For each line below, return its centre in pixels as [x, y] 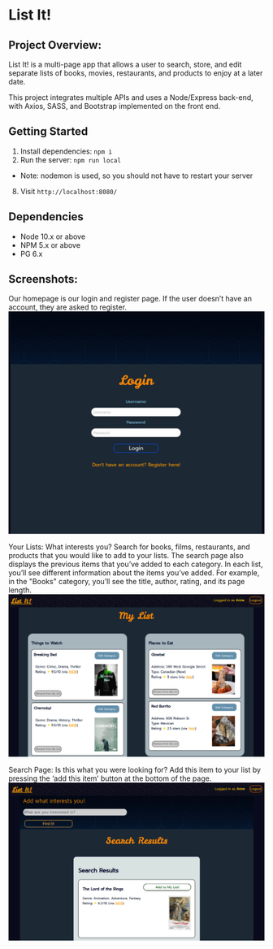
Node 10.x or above [53, 236]
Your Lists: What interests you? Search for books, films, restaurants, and [129, 547]
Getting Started [48, 132]
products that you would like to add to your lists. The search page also [126, 555]
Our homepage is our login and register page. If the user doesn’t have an [130, 299]
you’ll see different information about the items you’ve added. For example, [134, 572]
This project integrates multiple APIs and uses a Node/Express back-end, [131, 97]
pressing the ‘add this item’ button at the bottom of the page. [110, 778]
